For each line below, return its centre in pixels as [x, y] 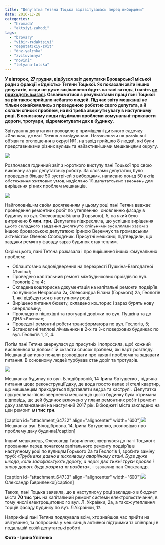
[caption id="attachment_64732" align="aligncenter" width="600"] [73, 420]
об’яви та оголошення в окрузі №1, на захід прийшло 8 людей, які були [80, 141]
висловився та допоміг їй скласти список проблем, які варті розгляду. [79, 350]
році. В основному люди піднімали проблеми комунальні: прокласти [81, 116]
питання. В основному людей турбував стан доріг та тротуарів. [72, 360]
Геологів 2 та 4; [29, 282]
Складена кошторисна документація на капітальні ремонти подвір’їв [85, 287]
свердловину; [27, 308]
